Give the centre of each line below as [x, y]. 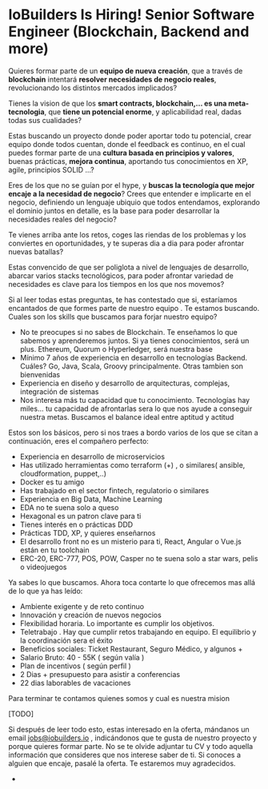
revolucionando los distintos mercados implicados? [93, 88]
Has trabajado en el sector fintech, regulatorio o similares [114, 490]
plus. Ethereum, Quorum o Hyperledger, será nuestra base [116, 349]
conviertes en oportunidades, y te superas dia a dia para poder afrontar [126, 243]
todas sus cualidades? [45, 120]
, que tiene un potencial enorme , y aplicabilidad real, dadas [143, 112]
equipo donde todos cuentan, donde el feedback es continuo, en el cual [127, 144]
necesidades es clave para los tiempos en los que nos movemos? [116, 284]
